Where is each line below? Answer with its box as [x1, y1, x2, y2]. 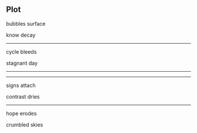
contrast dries [6, 93, 40, 100]
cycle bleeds [6, 48, 37, 55]
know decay [6, 32, 36, 38]
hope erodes [6, 110, 37, 117]
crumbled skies [6, 121, 43, 128]
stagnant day [6, 60, 38, 66]
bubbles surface [6, 20, 46, 27]
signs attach [6, 82, 36, 89]
